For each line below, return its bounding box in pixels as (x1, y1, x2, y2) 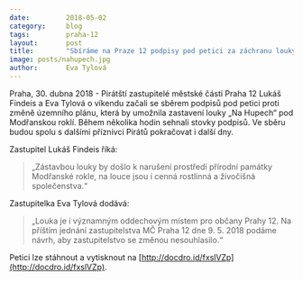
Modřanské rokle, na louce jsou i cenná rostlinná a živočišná (31, 170, 256, 181)
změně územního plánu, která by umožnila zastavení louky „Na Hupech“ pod (9, 107, 294, 118)
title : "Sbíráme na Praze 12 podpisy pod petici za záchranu (9, 47, 272, 56)
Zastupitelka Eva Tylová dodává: (9, 197, 130, 208)
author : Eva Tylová (9, 64, 106, 73)
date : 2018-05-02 (9, 13, 106, 23)
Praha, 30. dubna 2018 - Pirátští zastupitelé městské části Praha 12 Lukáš (9, 87, 281, 99)
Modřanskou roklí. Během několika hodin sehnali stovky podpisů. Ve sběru (9, 116, 286, 127)
